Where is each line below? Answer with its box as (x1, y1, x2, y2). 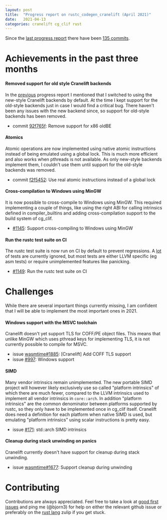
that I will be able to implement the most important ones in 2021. (5, 308, 138, 314)
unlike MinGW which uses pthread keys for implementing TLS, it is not (5, 336, 150, 342)
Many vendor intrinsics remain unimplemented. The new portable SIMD (5, 379, 152, 385)
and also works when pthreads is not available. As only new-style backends (5, 156, 162, 162)
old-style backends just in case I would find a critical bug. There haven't (5, 102, 154, 108)
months (5, 63, 38, 75)
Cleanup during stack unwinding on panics (5, 438, 97, 444)
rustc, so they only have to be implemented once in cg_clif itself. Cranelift (5, 406, 157, 412)
